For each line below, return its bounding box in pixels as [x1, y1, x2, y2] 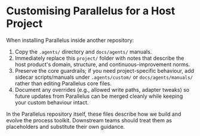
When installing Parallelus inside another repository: [6, 36, 134, 44]
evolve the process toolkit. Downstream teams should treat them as [6, 116, 172, 123]
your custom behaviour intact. [14, 98, 89, 106]
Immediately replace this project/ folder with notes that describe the [14, 54, 184, 61]
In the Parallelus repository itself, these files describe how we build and [6, 110, 181, 118]
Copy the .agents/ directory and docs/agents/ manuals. [14, 48, 152, 55]
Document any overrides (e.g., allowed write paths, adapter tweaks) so [14, 86, 190, 93]
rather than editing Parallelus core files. [14, 79, 112, 87]
